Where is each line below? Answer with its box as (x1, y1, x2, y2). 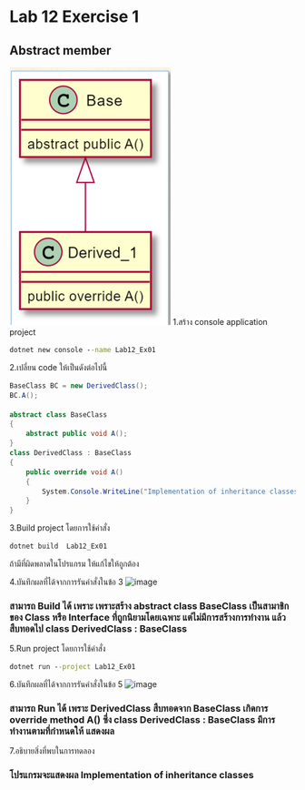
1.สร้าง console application (172, 317, 268, 327)
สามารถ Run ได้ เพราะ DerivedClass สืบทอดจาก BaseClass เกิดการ (9, 703, 269, 715)
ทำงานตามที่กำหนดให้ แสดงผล (9, 725, 115, 738)
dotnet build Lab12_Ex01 (9, 542, 107, 552)
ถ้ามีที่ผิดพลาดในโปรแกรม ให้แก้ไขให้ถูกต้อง (9, 558, 140, 569)
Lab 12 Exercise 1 (9, 6, 139, 27)
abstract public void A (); (25, 430, 128, 439)
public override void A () (25, 467, 124, 477)
